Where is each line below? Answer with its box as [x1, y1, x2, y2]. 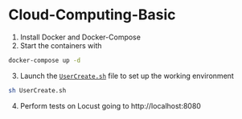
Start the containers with [19, 40, 102, 50]
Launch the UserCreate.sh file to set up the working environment [19, 71, 235, 80]
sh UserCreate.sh [8, 86, 67, 94]
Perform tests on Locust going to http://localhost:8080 [19, 101, 201, 110]
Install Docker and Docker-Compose [19, 32, 141, 42]
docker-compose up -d [8, 56, 81, 64]
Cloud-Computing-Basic [8, 6, 176, 24]
